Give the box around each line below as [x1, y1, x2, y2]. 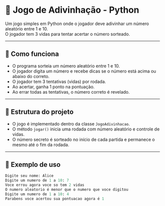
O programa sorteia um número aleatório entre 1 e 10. [12, 63, 120, 69]
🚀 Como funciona [5, 50, 59, 58]
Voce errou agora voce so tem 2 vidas [5, 182, 84, 188]
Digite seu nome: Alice [5, 174, 54, 179]
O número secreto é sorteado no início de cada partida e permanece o [12, 136, 155, 142]
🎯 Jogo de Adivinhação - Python [5, 4, 139, 16]
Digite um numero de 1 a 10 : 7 [5, 178, 69, 183]
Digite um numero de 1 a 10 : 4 [5, 191, 69, 197]
